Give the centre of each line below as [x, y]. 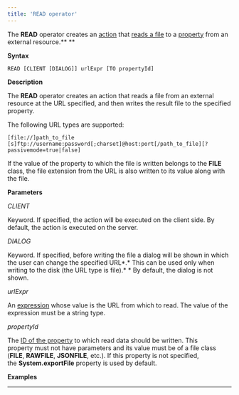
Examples [22, 376]
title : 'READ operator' [43, 14]
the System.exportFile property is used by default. [83, 363]
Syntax [18, 56]
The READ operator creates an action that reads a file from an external [111, 95]
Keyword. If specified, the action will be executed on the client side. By [111, 220]
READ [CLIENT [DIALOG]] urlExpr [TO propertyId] [81, 68]
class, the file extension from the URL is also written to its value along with [116, 171]
